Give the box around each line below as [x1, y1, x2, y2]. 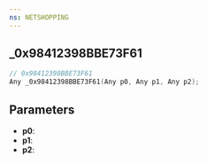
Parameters [9, 102, 75, 117]
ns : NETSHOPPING [9, 12, 69, 22]
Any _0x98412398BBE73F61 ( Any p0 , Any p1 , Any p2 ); [9, 77, 200, 87]
